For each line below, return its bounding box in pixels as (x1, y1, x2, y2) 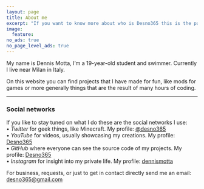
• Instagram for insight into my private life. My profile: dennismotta (6, 157, 173, 165)
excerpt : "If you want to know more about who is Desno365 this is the (6, 20, 191, 26)
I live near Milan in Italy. (6, 66, 66, 73)
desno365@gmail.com (6, 176, 63, 183)
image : (6, 26, 23, 32)
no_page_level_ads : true (6, 43, 69, 49)
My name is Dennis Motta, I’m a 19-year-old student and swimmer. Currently (6, 59, 197, 67)
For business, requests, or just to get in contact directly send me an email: (6, 170, 191, 177)
